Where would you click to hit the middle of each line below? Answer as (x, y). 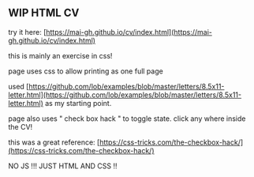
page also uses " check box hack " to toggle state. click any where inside (127, 119)
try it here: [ (27, 32)
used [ (19, 86)
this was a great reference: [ (54, 142)
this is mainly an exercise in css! (60, 55)
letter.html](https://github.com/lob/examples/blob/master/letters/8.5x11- (125, 95)
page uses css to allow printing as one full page (86, 71)
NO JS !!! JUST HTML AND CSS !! (63, 166)
